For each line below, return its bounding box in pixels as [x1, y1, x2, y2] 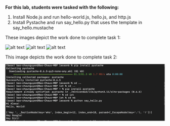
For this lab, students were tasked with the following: [5, 5, 119, 10]
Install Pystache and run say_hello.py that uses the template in [12, 20, 143, 25]
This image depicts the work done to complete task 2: [5, 54, 117, 60]
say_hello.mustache [12, 25, 54, 31]
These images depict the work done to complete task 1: [5, 35, 121, 40]
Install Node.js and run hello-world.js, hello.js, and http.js [12, 14, 132, 20]
